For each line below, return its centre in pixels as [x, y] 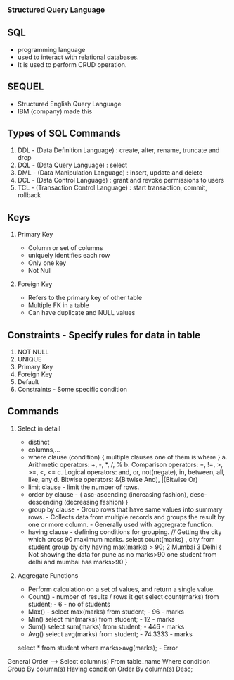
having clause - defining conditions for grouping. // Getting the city [125, 532]
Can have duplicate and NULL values [82, 313]
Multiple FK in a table [58, 305]
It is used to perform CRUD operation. [72, 64]
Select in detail [39, 428]
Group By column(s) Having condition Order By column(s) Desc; [100, 669]
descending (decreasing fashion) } [78, 502]
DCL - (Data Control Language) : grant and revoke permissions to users [121, 180]
